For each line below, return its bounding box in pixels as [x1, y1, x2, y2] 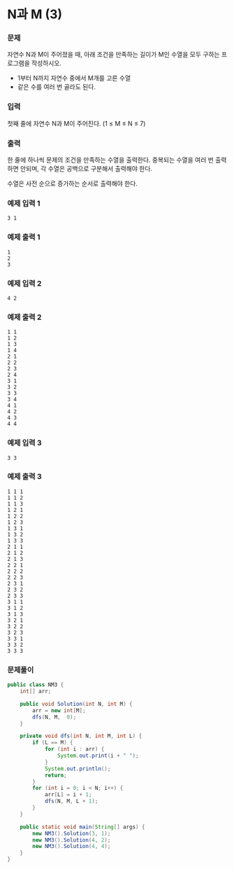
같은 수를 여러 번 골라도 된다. [17, 83, 96, 91]
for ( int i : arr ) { [44, 746, 105, 753]
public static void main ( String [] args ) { [20, 823, 145, 830]
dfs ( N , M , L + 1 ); [44, 798, 98, 805]
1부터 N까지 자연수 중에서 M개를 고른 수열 [17, 74, 131, 83]
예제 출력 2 [7, 312, 42, 322]
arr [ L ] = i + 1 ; [44, 791, 92, 798]
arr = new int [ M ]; [32, 707, 86, 714]
